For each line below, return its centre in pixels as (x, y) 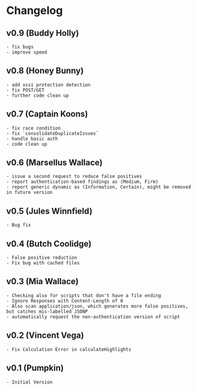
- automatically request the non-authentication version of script (93, 316)
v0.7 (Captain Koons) (47, 114)
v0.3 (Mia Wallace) (42, 282)
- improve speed (27, 52)
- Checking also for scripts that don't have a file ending (84, 295)
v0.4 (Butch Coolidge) (49, 244)
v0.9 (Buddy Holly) (43, 33)
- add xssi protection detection (48, 85)
